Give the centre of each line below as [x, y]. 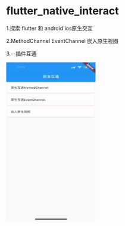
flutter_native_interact [62, 11]
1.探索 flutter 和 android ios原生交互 [50, 28]
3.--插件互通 [21, 53]
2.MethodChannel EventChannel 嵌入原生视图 [62, 41]
